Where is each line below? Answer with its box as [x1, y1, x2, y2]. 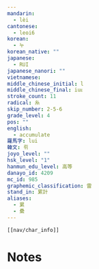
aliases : [7, 195, 32, 202]
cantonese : [7, 23, 38, 30]
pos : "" [7, 118, 29, 126]
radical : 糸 [7, 100, 40, 106]
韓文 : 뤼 [7, 144, 29, 151]
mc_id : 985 [7, 176, 38, 183]
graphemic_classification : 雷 [7, 183, 92, 189]
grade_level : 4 [7, 112, 51, 119]
